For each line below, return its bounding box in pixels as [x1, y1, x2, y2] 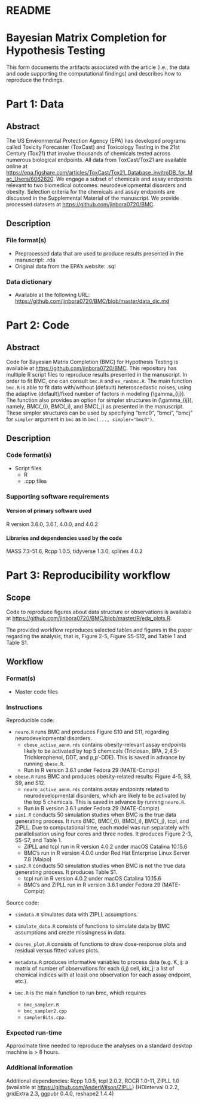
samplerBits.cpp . [23, 1014, 66, 1021]
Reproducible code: [6, 717, 55, 724]
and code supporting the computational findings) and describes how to [6, 70, 182, 77]
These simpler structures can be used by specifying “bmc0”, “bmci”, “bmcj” [6, 409, 193, 417]
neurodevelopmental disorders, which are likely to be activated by [23, 792, 186, 800]
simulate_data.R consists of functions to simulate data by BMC [14, 922, 170, 930]
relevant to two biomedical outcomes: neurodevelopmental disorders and [6, 182, 186, 189]
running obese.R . [23, 760, 65, 768]
